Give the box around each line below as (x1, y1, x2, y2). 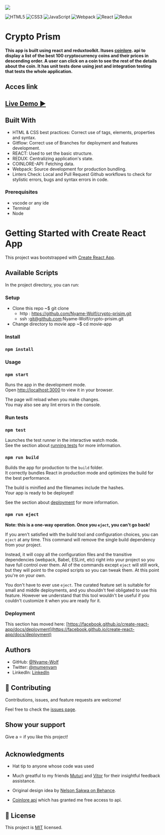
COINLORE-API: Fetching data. (12, 161, 75, 167)
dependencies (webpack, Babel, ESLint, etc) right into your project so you (5, 557, 155, 562)
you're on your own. (5, 572, 46, 578)
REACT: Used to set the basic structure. (12, 150, 93, 156)
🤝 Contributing (5, 684, 51, 692)
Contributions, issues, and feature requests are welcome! (5, 696, 122, 702)
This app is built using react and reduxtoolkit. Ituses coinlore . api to (5, 47, 146, 53)
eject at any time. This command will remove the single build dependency (5, 536, 156, 542)
